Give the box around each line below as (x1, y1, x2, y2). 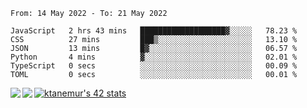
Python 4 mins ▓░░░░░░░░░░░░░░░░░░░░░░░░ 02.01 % (10, 52, 298, 62)
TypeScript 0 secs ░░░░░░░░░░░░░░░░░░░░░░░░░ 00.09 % (10, 61, 298, 71)
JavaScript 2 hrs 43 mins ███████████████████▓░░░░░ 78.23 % (10, 26, 298, 36)
